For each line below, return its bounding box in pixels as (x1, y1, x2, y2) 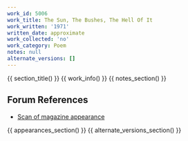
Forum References (7, 94, 88, 106)
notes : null (7, 49, 41, 56)
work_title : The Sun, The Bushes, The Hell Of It (7, 17, 153, 23)
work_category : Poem (7, 42, 67, 49)
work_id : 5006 (7, 10, 48, 17)
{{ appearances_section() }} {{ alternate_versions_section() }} (7, 126, 182, 134)
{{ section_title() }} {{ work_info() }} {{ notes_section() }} (7, 74, 167, 82)
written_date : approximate (7, 29, 85, 37)
